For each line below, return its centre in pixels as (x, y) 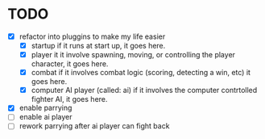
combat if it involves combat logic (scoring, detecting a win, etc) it (141, 73)
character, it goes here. (70, 64)
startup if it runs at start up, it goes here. (98, 46)
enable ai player (46, 117)
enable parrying (46, 108)
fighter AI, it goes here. (69, 99)
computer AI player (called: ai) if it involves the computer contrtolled (144, 91)
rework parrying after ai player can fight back (94, 126)
